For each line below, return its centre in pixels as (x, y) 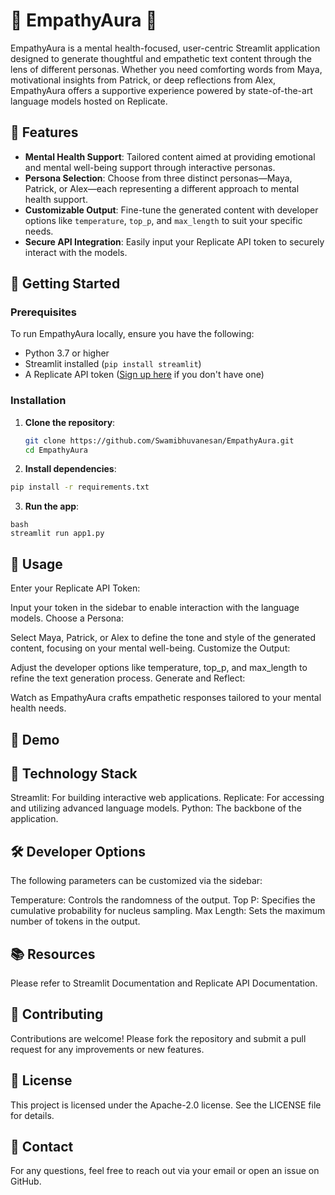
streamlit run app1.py (57, 534)
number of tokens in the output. (75, 921)
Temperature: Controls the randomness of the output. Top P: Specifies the (163, 900)
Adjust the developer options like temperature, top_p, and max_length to (159, 668)
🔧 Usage (36, 564)
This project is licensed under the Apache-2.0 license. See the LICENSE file (166, 1105)
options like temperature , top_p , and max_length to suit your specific (163, 220)
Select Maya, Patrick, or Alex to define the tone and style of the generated (163, 638)
